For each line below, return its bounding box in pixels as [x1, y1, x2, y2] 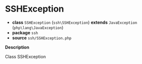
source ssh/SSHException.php [12, 35, 72, 41]
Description [5, 44, 30, 50]
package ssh [12, 30, 38, 35]
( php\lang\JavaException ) [12, 24, 64, 30]
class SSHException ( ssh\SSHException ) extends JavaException [12, 19, 138, 25]
